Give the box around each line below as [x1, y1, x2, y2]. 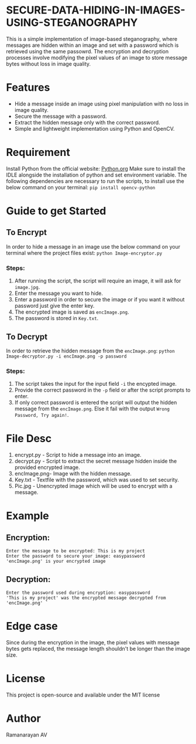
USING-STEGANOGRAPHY [6, 16, 138, 29]
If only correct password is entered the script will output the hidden [14, 399, 177, 406]
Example [6, 509, 49, 522]
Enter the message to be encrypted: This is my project [6, 548, 145, 554]
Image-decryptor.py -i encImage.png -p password [6, 353, 127, 359]
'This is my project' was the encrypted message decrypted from [6, 594, 166, 601]
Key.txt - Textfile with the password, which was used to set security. [14, 476, 180, 484]
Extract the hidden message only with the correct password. [14, 118, 160, 126]
